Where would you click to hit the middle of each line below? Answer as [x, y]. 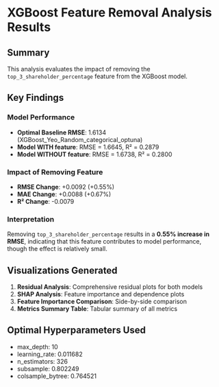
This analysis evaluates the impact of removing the [79, 69]
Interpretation [31, 219]
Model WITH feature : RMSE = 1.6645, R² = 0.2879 [88, 147]
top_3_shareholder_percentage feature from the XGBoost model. [98, 76]
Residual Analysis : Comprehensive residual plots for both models [110, 287]
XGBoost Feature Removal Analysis [109, 13]
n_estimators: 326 [42, 361]
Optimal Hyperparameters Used [76, 330]
